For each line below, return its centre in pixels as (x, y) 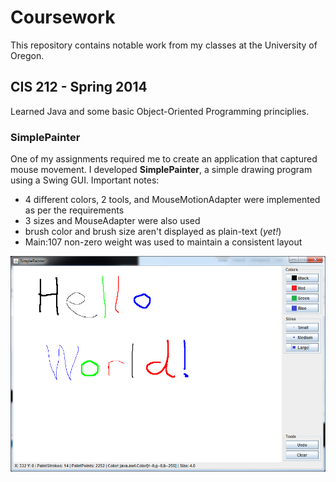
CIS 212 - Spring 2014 (79, 87)
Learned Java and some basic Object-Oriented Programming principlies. (160, 111)
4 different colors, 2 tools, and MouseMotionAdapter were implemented (172, 200)
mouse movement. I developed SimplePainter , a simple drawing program (161, 170)
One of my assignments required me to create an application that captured (164, 159)
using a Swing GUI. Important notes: (85, 180)
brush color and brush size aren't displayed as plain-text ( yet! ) (153, 232)
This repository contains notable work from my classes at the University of (164, 45)
